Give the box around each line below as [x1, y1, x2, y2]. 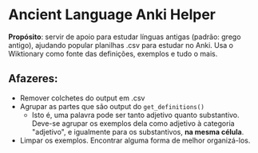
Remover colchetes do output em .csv [19, 93, 145, 103]
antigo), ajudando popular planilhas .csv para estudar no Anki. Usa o [8, 40, 234, 49]
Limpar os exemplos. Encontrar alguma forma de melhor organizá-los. [19, 135, 251, 145]
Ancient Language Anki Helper [8, 6, 216, 24]
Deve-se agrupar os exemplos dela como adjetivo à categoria [31, 118, 235, 128]
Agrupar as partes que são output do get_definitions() [19, 101, 205, 111]
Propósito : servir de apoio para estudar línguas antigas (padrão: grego [8, 32, 241, 41]
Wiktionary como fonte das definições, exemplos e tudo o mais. [8, 49, 218, 58]
